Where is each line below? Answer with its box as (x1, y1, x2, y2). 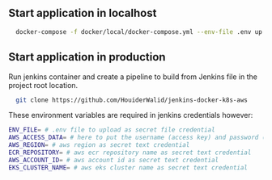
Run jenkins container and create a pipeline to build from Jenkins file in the (8, 72, 257, 82)
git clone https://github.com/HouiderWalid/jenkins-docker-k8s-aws (15, 96, 249, 104)
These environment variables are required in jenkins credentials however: (8, 111, 253, 120)
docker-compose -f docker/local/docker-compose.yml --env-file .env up (15, 27, 263, 36)
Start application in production (8, 50, 166, 64)
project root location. (8, 80, 79, 90)
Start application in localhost (8, 6, 157, 20)
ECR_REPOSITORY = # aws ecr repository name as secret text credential (8, 149, 252, 157)
